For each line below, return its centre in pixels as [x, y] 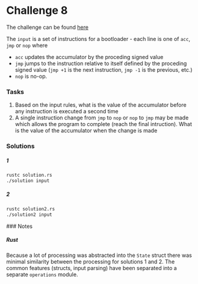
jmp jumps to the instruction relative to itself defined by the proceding [101, 63]
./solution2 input [29, 215]
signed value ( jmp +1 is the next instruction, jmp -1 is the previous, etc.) [104, 69]
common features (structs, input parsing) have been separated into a [92, 268]
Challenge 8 [37, 11]
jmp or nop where [27, 45]
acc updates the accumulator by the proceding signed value [89, 57]
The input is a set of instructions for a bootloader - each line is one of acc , [98, 39]
